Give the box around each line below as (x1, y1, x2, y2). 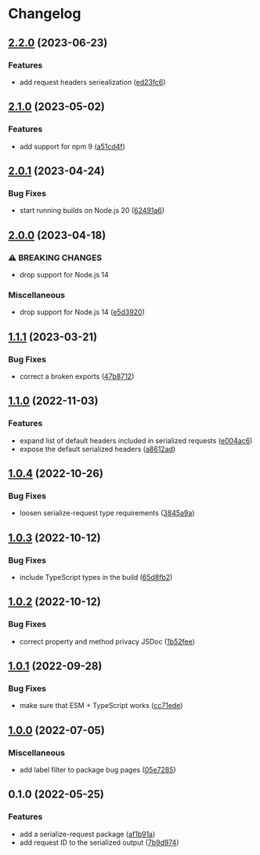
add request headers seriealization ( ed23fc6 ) (19, 77, 166, 86)
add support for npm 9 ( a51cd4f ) (19, 141, 125, 151)
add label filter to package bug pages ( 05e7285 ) (19, 765, 176, 775)
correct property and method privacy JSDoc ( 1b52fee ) (19, 637, 196, 646)
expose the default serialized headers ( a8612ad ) (19, 444, 176, 453)
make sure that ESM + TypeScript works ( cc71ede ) (19, 701, 183, 710)
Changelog (8, 5, 81, 23)
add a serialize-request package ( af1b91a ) (19, 829, 156, 838)
